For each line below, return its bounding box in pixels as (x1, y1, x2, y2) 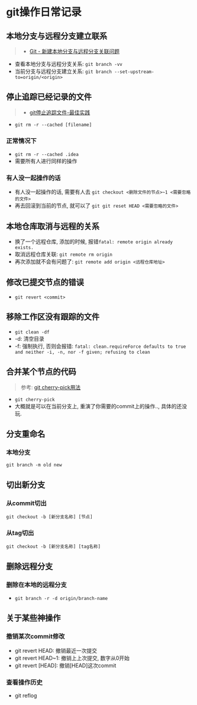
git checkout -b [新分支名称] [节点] (6, 514, 93, 520)
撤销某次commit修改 (6, 633, 65, 641)
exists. (14, 244, 34, 251)
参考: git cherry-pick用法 (20, 383, 81, 390)
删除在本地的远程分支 (6, 580, 67, 589)
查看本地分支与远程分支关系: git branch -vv (14, 61, 123, 67)
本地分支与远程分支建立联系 (6, 31, 108, 41)
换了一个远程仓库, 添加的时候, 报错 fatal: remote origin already (14, 238, 173, 245)
